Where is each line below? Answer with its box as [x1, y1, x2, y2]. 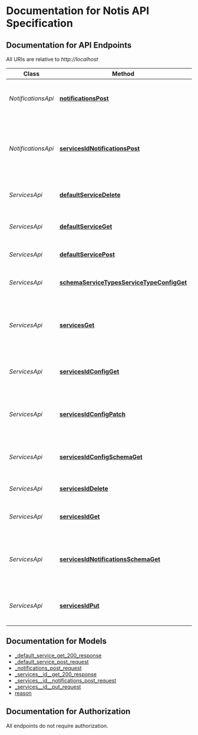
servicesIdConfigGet [59, 367, 120, 375]
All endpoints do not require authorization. [6, 722, 108, 729]
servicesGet [59, 321, 95, 329]
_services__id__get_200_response [14, 670, 97, 678]
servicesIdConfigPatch [59, 410, 126, 418]
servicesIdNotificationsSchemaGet [59, 555, 161, 563]
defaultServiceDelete [59, 191, 121, 198]
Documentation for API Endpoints [6, 40, 132, 50]
